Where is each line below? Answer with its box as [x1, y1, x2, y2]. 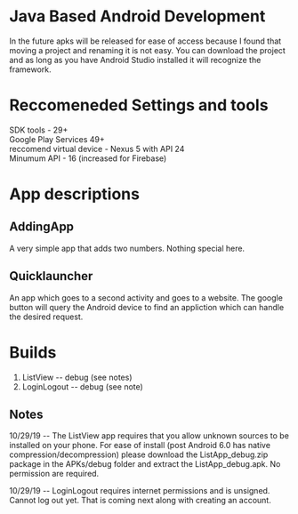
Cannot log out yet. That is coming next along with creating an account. [9, 495, 271, 506]
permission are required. [9, 469, 100, 479]
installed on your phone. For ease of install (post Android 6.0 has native [9, 440, 271, 451]
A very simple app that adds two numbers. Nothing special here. [9, 243, 246, 253]
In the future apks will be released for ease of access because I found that [9, 36, 282, 46]
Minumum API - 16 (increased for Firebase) [9, 153, 167, 164]
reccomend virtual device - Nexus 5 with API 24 [9, 143, 185, 154]
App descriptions [9, 184, 141, 205]
